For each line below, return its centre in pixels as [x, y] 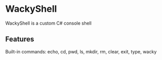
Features [20, 39]
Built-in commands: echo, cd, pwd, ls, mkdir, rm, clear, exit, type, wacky [81, 51]
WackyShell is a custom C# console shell [49, 23]
